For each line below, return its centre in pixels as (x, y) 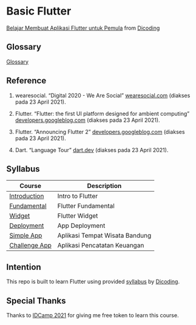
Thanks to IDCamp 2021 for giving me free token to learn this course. (93, 315)
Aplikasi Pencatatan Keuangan (101, 246)
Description (104, 186)
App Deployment (81, 226)
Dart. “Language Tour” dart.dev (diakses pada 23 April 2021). (92, 150)
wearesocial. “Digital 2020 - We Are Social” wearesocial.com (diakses (103, 95)
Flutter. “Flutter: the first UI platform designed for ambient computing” (102, 113)
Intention (24, 267)
